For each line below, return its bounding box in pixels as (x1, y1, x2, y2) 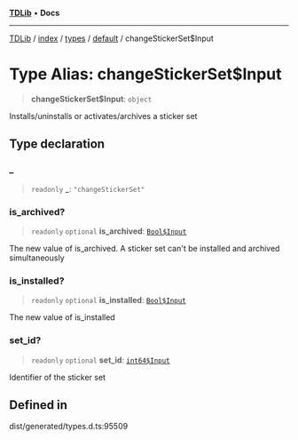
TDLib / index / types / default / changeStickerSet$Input (9, 33, 215, 44)
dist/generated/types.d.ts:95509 (9, 421, 129, 432)
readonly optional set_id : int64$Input (30, 355, 170, 365)
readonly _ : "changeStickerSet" (30, 183, 145, 194)
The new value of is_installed (9, 312, 115, 323)
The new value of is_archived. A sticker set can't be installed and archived (9, 243, 280, 253)
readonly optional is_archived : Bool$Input (30, 226, 187, 236)
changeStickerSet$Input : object (30, 93, 153, 104)
